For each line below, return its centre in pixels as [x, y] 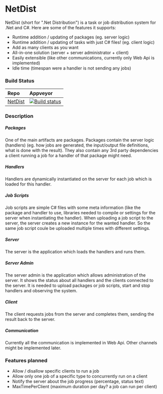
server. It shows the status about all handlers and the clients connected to [79, 280]
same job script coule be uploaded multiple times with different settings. [78, 228]
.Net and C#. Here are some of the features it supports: [61, 27]
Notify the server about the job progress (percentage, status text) [78, 381]
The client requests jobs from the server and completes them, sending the [80, 314]
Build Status [20, 80]
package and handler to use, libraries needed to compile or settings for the [80, 213]
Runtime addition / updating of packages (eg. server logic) [71, 37]
